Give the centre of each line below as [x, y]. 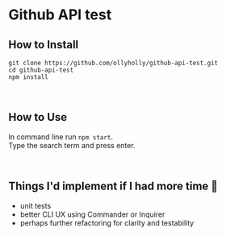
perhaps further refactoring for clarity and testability [107, 222]
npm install [28, 77]
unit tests [36, 205]
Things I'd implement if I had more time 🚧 [113, 186]
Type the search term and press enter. [72, 145]
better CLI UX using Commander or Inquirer [92, 214]
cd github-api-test [41, 70]
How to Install [44, 45]
